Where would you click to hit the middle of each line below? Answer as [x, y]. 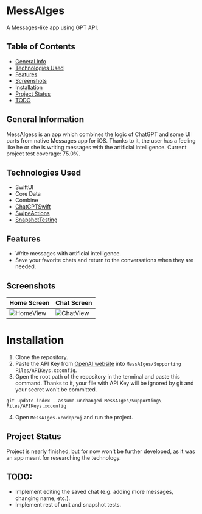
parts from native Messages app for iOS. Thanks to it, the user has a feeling [101, 140]
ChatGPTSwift [33, 207]
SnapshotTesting [36, 220]
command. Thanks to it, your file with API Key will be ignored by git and [104, 383]
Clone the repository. [41, 357]
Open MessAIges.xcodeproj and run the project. [74, 417]
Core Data [28, 194]
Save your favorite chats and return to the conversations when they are [104, 260]
